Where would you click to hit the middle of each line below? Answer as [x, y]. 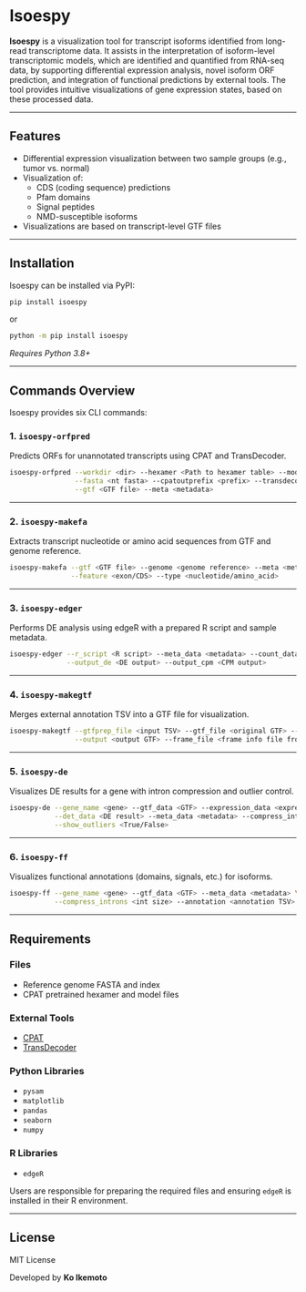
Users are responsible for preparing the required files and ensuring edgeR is [150, 1191]
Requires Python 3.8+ [50, 354]
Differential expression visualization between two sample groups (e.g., [154, 158]
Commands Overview [72, 390]
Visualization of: [53, 178]
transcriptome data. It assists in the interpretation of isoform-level [152, 50]
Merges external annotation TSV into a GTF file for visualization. [129, 714]
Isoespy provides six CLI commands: [78, 413]
